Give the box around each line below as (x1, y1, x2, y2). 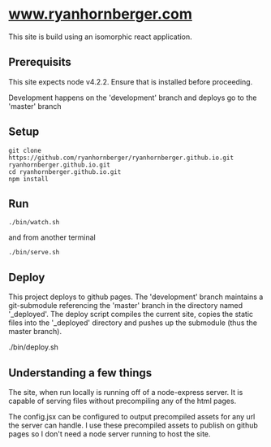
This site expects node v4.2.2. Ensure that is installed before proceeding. (8, 76, 253, 86)
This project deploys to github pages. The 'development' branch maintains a (8, 292, 264, 302)
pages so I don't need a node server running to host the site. (8, 429, 211, 439)
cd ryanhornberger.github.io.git (8, 167, 122, 176)
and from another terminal (8, 232, 96, 242)
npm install (8, 175, 49, 183)
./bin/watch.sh (8, 219, 60, 227)
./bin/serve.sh (8, 249, 60, 257)
